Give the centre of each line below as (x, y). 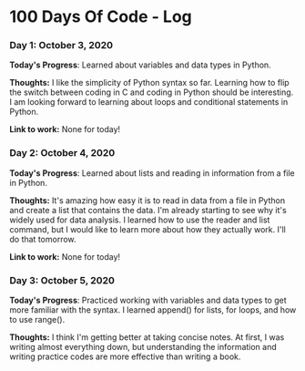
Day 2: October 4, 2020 (62, 153)
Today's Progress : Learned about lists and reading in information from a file (152, 173)
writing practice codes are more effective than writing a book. (125, 356)
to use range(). (37, 320)
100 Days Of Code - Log (101, 17)
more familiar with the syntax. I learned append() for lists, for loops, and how (153, 310)
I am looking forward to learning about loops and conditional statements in (149, 102)
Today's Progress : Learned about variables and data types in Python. (140, 65)
